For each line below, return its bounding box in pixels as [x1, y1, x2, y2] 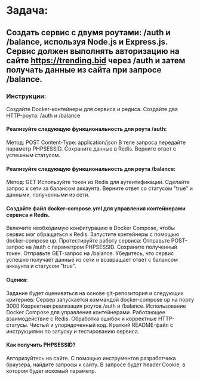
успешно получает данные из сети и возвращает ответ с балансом [6, 256, 178, 263]
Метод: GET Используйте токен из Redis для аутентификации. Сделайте [6, 179, 190, 186]
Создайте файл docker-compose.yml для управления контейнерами [6, 204, 186, 212]
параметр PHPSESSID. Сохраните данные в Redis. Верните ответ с [6, 145, 177, 152]
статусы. [6, 321, 29, 329]
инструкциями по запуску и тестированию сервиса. [6, 327, 140, 335]
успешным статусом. [6, 152, 61, 159]
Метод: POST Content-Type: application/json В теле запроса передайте [6, 139, 186, 146]
